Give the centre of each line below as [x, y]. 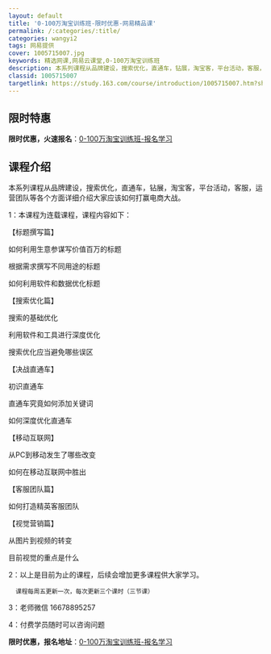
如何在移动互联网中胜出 [47, 472]
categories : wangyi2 [43, 38]
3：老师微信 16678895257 [52, 608]
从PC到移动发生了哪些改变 [52, 455]
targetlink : [28, 83]
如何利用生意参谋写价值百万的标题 [65, 249]
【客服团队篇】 [33, 489]
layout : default [35, 16]
